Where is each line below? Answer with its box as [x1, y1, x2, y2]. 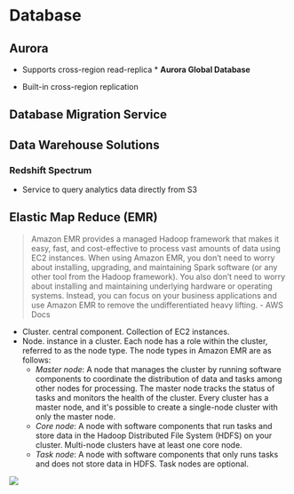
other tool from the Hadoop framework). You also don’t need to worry [30, 271, 286, 282]
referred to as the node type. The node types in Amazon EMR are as [21, 345, 273, 355]
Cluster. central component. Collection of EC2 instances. [21, 326, 230, 337]
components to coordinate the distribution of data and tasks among [35, 373, 282, 384]
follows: [21, 355, 52, 365]
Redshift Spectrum [9, 163, 92, 176]
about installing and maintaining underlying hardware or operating [30, 281, 273, 291]
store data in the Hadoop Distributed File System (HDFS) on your [35, 430, 273, 441]
